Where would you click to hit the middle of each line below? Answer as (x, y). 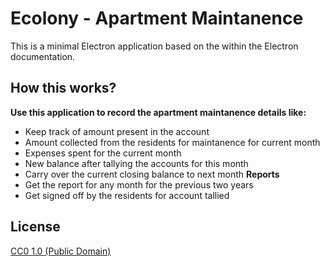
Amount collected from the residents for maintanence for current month (172, 142)
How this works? (63, 88)
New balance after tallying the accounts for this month (136, 163)
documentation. (43, 56)
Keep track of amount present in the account (117, 131)
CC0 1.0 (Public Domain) (61, 251)
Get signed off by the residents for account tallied (127, 195)
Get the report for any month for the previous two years (139, 184)
